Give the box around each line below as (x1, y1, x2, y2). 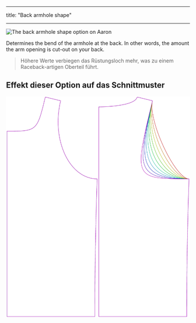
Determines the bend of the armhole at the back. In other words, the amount (6, 40, 190, 47)
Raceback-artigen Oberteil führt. (20, 64, 99, 70)
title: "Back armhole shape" (6, 12, 72, 18)
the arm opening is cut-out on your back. (6, 46, 105, 53)
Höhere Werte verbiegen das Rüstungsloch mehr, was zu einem (20, 57, 174, 64)
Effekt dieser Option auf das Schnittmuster (6, 80, 165, 91)
